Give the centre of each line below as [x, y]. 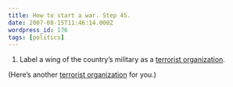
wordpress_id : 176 [38, 30]
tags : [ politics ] [36, 37]
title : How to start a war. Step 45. [70, 15]
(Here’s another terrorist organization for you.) [82, 74]
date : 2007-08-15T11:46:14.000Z [61, 23]
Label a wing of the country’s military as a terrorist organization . [122, 60]
